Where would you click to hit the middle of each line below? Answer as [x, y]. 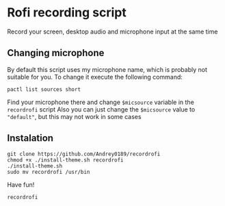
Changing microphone [56, 53]
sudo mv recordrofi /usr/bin [49, 172]
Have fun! [21, 184]
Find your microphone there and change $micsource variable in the [101, 102]
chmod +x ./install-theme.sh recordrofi [66, 160]
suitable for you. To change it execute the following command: [95, 77]
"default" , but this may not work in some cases [74, 116]
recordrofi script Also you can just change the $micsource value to [101, 109]
